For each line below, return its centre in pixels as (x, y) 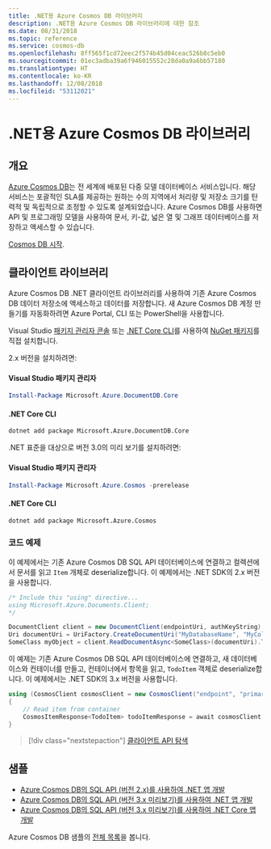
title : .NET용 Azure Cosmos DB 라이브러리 (76, 16)
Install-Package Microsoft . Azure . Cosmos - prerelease (99, 485)
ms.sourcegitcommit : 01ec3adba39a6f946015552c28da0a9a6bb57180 (117, 61)
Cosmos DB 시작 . (37, 244)
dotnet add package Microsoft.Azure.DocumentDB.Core (99, 431)
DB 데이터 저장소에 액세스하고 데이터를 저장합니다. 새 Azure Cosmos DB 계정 (130, 303)
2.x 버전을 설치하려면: (43, 358)
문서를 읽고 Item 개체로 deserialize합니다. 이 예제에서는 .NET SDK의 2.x (131, 572)
